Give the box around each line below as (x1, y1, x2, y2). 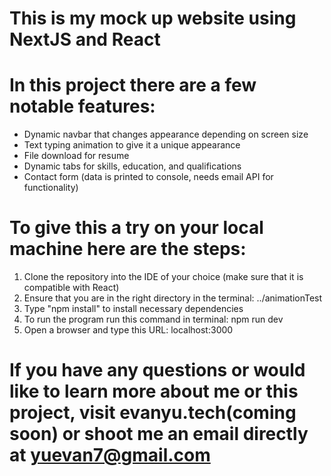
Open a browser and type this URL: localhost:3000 (23, 324, 234, 336)
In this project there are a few (9, 74, 257, 97)
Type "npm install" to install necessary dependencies (23, 303, 244, 315)
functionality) (23, 182, 79, 194)
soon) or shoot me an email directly (9, 423, 309, 446)
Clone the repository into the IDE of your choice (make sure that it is (23, 271, 304, 283)
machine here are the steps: (9, 238, 247, 261)
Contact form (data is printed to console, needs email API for (23, 171, 274, 183)
